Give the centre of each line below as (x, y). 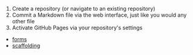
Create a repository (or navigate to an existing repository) (83, 9)
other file (23, 21)
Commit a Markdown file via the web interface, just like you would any (99, 15)
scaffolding (26, 45)
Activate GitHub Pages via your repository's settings (77, 27)
